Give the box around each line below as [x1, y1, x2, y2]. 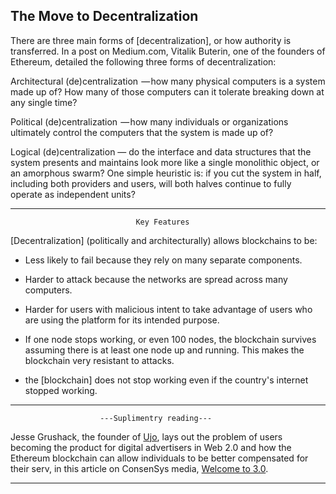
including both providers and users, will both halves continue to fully [10, 177, 292, 189]
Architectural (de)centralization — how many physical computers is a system [10, 75, 326, 87]
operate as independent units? [10, 188, 136, 200]
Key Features [135, 217, 190, 227]
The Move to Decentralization [10, 8, 199, 25]
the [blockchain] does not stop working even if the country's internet [24, 374, 309, 386]
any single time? [10, 96, 78, 108]
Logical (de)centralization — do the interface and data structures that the [10, 145, 312, 158]
